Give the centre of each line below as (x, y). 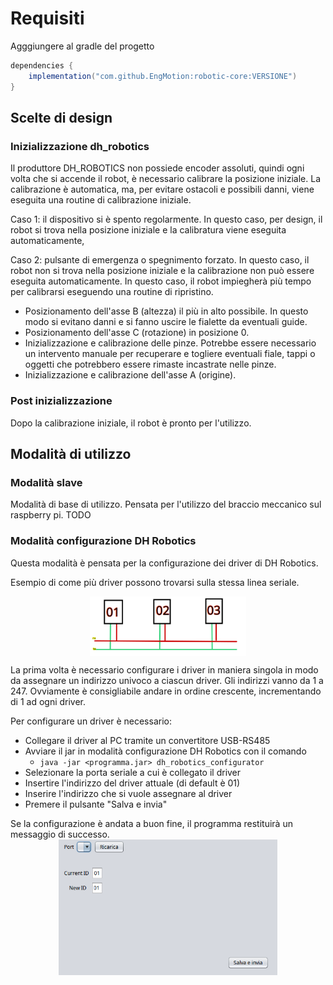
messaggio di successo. (60, 834)
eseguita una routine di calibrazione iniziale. (101, 200)
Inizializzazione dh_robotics (80, 146)
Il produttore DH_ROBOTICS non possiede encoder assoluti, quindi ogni (157, 168)
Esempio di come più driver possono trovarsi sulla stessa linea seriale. (155, 582)
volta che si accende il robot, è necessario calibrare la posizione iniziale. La (166, 179)
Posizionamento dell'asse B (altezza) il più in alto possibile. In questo (166, 311)
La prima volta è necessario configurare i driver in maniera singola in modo (164, 670)
